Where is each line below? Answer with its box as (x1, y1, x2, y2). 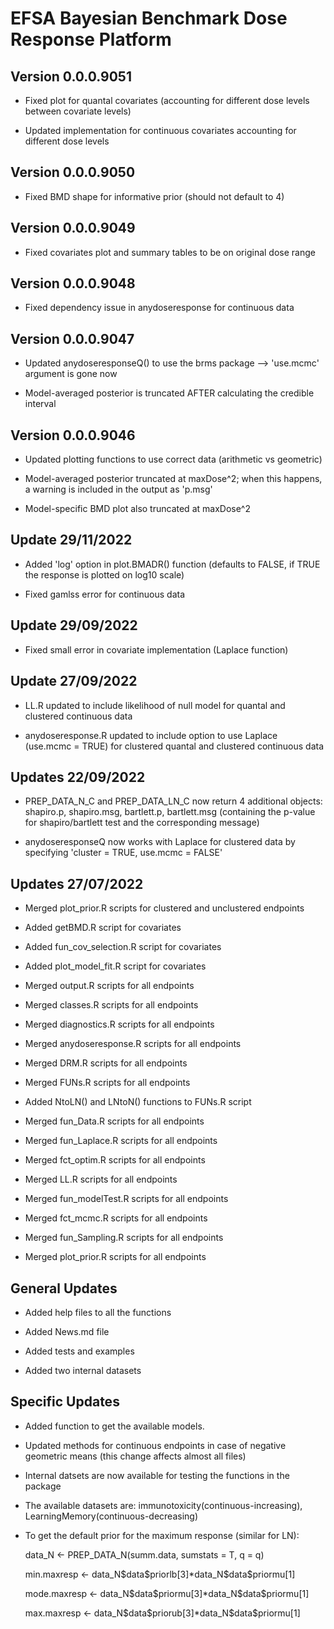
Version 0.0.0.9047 (10, 330, 135, 347)
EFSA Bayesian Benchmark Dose (10, 7, 288, 30)
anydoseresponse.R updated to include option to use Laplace (24, 729, 278, 741)
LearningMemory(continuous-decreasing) (24, 1510, 199, 1522)
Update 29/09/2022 (10, 617, 138, 634)
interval (24, 398, 57, 410)
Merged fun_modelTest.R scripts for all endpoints (24, 1193, 229, 1205)
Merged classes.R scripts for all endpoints (24, 999, 199, 1011)
